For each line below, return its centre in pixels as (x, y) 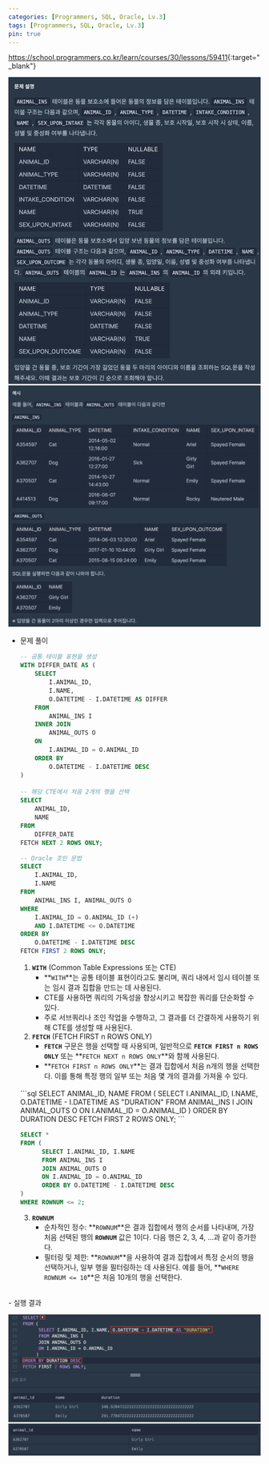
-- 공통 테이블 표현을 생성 (58, 657)
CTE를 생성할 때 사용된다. (92, 1028)
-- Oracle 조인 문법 (51, 858)
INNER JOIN (53, 725)
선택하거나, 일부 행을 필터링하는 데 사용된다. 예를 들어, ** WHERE (142, 1267)
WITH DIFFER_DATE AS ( (58, 666)
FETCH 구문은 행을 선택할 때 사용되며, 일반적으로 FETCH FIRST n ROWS (151, 1046)
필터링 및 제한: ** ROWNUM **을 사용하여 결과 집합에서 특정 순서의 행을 (149, 1257)
